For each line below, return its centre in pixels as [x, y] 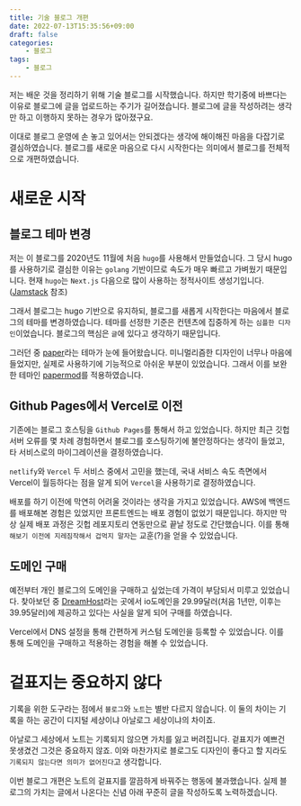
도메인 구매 [38, 567]
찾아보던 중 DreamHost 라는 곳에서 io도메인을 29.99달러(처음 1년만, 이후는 [151, 601]
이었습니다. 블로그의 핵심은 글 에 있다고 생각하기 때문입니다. [118, 333]
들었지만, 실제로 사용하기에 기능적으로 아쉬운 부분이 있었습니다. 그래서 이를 [140, 363]
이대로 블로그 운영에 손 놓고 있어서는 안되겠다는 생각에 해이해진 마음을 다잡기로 [147, 136]
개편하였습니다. [52, 158]
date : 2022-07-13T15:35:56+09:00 [72, 26]
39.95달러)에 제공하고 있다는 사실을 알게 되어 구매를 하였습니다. [121, 612]
